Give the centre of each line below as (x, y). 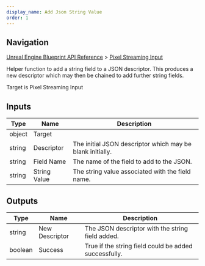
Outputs (22, 201)
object (18, 134)
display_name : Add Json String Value (54, 12)
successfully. (104, 253)
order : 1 (17, 18)
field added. (102, 236)
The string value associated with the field (132, 172)
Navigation (27, 42)
